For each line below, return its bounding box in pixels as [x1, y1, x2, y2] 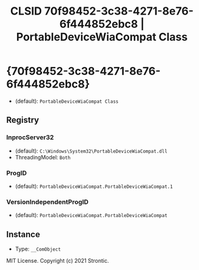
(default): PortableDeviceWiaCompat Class [15, 97, 119, 105]
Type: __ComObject [15, 245, 61, 253]
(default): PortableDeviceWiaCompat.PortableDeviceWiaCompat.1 [15, 182, 173, 190]
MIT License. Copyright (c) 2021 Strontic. [6, 257, 109, 265]
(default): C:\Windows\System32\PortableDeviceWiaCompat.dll [15, 147, 168, 154]
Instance [6, 229, 41, 240]
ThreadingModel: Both [15, 153, 71, 161]
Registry [6, 115, 39, 125]
